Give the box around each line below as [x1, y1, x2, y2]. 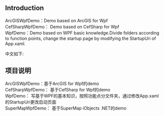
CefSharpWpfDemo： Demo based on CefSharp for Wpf [5, 24, 120, 29]
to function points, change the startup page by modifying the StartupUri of [5, 35, 156, 41]
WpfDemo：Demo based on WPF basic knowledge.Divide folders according [5, 29, 160, 36]
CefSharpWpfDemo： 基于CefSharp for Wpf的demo [5, 87, 111, 92]
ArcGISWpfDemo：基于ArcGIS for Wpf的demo [5, 81, 99, 87]
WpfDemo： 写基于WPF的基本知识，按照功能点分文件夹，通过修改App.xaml [5, 93, 159, 99]
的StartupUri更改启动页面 [5, 99, 57, 105]
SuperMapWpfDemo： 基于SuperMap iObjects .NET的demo [5, 105, 127, 111]
